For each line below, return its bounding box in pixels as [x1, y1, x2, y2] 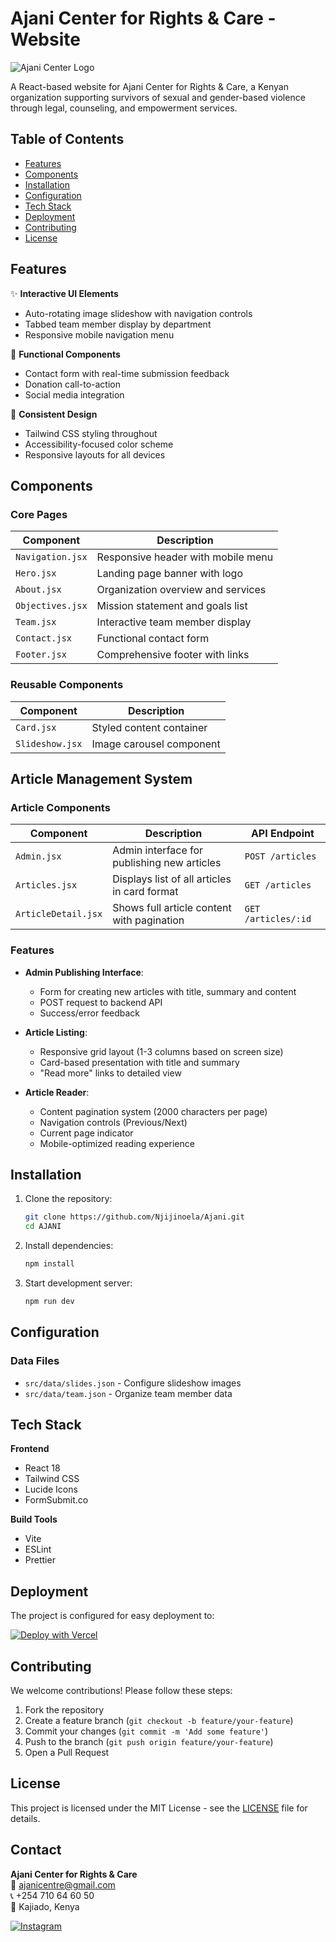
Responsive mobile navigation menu [24, 328, 175, 341]
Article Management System [10, 770, 193, 787]
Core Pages [10, 507, 68, 521]
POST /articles [244, 851, 317, 862]
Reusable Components [10, 678, 124, 692]
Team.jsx [15, 617, 57, 628]
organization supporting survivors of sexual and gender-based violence [10, 91, 306, 103]
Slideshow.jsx [15, 738, 83, 749]
